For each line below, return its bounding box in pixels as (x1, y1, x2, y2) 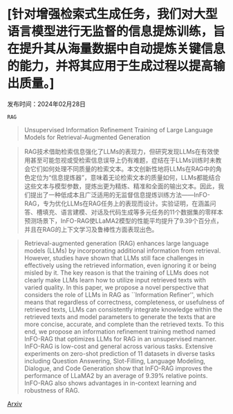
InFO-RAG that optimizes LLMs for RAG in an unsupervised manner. (24, 334, 217, 343)
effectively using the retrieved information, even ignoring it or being (24, 261, 216, 269)
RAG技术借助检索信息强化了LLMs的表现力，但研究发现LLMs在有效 (24, 147, 214, 156)
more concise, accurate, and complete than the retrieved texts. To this (24, 320, 225, 328)
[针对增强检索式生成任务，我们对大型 (7, 6, 218, 22)
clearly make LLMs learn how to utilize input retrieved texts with (24, 276, 206, 284)
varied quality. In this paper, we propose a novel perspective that (24, 283, 209, 291)
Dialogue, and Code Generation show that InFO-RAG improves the (24, 364, 213, 372)
